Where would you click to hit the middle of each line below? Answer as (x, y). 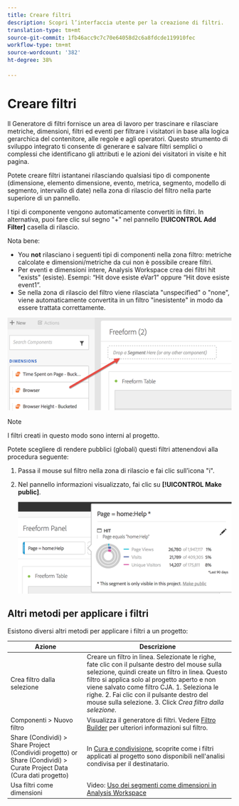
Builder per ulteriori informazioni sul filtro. (147, 728)
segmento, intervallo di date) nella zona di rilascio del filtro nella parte (109, 190)
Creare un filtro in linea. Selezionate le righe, (151, 657)
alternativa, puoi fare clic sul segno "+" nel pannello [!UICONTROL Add (112, 219)
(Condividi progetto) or (44, 753)
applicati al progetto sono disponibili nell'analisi (156, 756)
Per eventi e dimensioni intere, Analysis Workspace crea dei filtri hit (116, 269)
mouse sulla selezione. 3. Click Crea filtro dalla (155, 703)
